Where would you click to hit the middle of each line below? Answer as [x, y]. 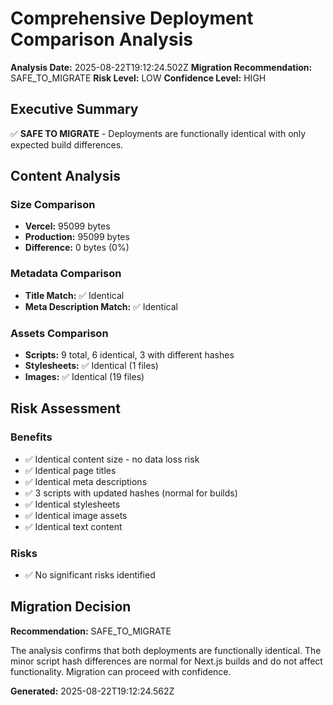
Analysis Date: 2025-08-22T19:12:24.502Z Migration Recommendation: [161, 67]
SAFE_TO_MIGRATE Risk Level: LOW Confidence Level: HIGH [138, 78]
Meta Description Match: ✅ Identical [101, 306]
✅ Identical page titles [70, 470]
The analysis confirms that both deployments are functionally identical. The [166, 650]
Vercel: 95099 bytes [67, 226]
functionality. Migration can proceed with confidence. [121, 671]
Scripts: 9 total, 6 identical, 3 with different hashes [129, 355]
